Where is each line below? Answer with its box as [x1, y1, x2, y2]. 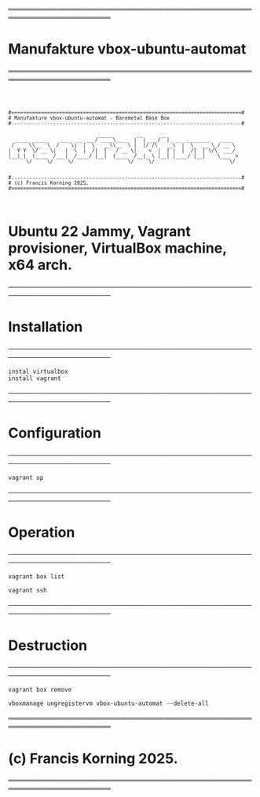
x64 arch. [8, 256, 73, 274]
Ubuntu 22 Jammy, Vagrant [8, 222, 191, 240]
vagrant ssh [8, 587, 47, 595]
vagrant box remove [8, 686, 72, 694]
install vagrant [8, 375, 61, 382]
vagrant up [8, 474, 44, 482]
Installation [8, 318, 83, 335]
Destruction [8, 636, 88, 654]
